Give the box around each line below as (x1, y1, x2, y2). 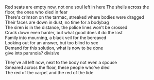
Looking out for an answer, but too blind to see (5, 40, 99, 45)
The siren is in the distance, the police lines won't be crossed (5, 25, 128, 30)
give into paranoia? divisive (5, 50, 60, 56)
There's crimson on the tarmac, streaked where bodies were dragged (5, 14, 144, 20)
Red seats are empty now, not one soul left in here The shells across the (5, 4, 149, 10)
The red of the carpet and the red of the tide (5, 70, 94, 75)
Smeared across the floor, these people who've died (5, 65, 110, 70)
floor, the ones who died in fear (5, 9, 68, 15)
